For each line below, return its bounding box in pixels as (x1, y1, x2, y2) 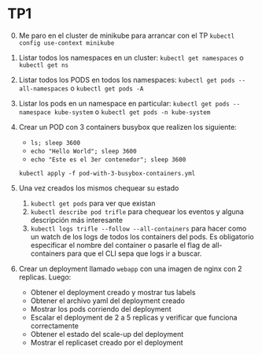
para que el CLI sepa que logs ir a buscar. (67, 249, 202, 258)
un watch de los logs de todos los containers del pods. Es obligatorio (30, 231, 254, 241)
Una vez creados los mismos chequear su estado (18, 183, 179, 193)
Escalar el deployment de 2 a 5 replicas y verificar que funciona (30, 312, 238, 322)
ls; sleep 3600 (30, 139, 80, 146)
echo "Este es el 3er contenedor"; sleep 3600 (30, 155, 186, 164)
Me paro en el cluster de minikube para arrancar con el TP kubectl (18, 31, 235, 40)
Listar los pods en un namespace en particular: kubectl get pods (18, 98, 230, 108)
